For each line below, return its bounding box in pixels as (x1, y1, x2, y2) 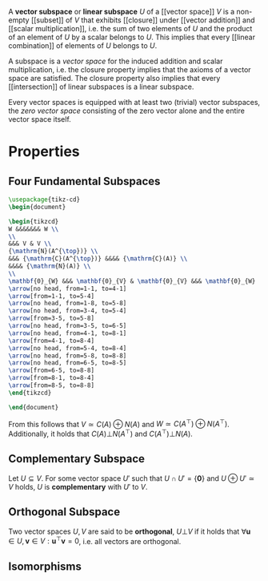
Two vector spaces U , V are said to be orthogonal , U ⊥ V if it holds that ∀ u (8, 527, 251, 536)
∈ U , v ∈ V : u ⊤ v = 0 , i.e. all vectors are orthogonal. (8, 535, 182, 546)
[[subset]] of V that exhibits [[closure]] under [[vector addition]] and (30, 15, 255, 25)
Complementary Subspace (8, 452, 146, 466)
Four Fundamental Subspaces (8, 174, 161, 188)
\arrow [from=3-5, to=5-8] (8, 314, 94, 323)
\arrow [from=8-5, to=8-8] (8, 381, 94, 389)
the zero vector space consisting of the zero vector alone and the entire (8, 106, 246, 115)
